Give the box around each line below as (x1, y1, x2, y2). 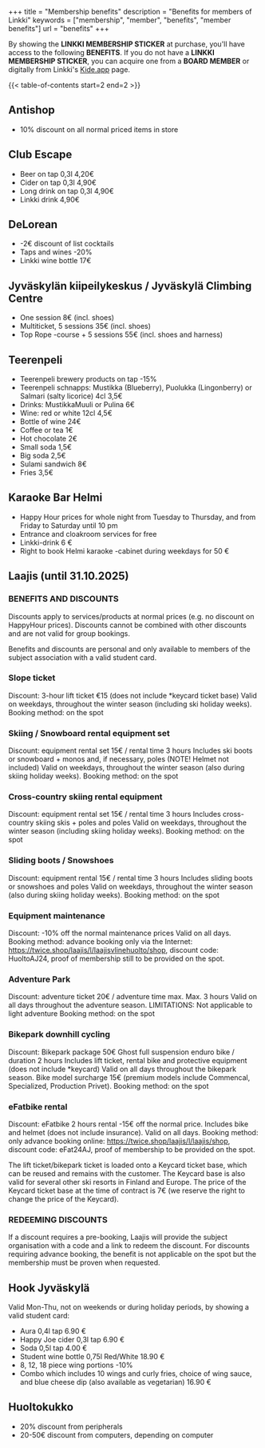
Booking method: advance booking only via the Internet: (8, 937, 193, 946)
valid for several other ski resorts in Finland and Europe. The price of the (8, 1177, 247, 1186)
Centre (8, 291, 44, 305)
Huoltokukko (8, 1400, 74, 1414)
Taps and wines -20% (19, 247, 93, 257)
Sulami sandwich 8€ (19, 459, 88, 469)
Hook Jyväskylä (8, 1281, 90, 1294)
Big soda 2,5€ (19, 451, 66, 461)
